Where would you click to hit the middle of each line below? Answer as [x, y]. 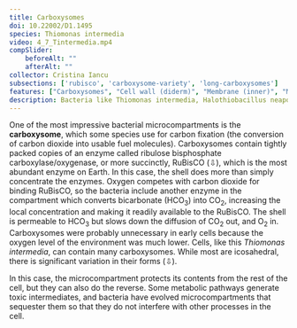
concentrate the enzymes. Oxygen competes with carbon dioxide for [134, 182]
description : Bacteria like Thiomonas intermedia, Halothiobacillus [138, 100]
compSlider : [31, 51]
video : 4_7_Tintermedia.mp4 [61, 42]
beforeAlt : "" [51, 59]
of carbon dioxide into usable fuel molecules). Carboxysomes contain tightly [148, 144]
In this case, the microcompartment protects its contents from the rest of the [148, 278]
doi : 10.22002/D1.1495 [51, 26]
